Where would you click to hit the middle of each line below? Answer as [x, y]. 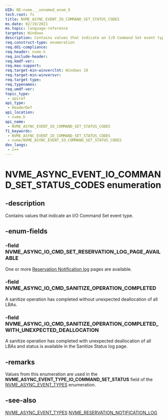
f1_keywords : [19, 131]
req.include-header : [27, 56]
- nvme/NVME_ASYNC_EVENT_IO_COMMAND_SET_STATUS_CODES [64, 140]
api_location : [20, 113]
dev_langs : [16, 145]
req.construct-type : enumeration [40, 43]
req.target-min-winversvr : [33, 75]
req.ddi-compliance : [27, 47]
